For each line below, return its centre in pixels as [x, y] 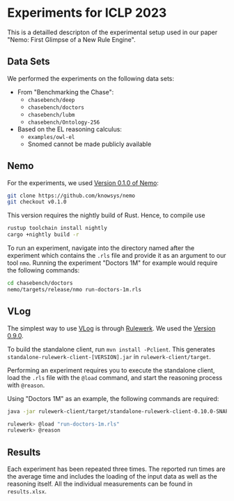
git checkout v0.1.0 [37, 202]
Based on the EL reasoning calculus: [69, 129]
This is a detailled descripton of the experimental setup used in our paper [112, 32]
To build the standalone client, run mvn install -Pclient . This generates [111, 349]
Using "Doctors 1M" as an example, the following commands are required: [113, 398]
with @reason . [26, 385]
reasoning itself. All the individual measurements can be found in [100, 484]
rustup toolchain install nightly [57, 228]
